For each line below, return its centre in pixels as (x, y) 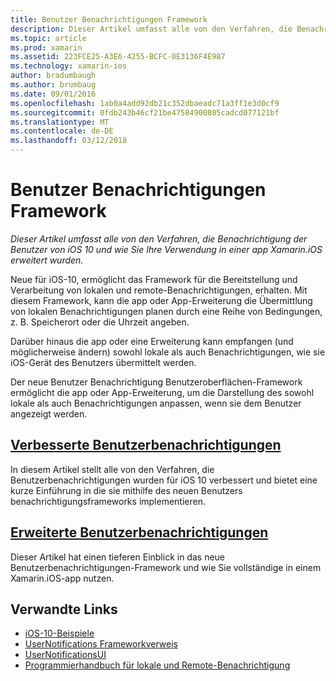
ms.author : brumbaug (53, 85)
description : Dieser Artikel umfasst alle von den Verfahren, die (151, 29)
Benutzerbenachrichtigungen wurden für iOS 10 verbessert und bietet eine (164, 480)
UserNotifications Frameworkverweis (101, 644)
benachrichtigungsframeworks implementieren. (108, 501)
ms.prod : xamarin (46, 47)
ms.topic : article (48, 38)
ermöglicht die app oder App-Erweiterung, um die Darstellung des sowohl (162, 392)
